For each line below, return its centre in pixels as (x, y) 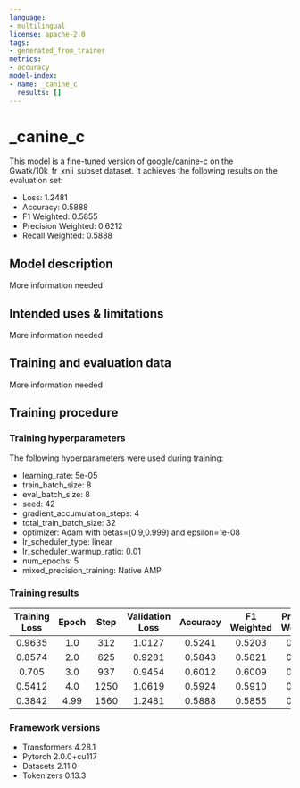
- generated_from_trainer (57, 51)
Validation (149, 616)
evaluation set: (36, 181)
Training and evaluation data (90, 363)
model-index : (33, 76)
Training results (44, 593)
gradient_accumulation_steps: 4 (81, 513)
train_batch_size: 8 (57, 485)
